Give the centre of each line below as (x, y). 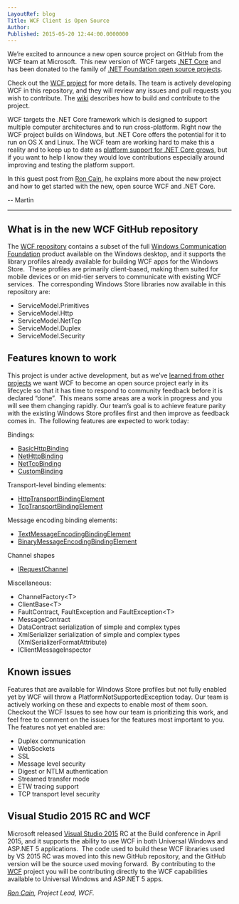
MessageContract (44, 619)
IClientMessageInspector (54, 650)
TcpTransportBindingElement (60, 506)
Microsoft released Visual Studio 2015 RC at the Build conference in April (114, 833)
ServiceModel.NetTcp (49, 321)
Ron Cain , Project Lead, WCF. (51, 893)
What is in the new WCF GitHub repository (103, 229)
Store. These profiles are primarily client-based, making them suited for (113, 269)
